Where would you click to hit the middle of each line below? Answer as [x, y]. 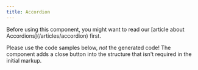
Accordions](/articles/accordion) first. [54, 36]
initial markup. [24, 60]
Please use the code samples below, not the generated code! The [89, 47]
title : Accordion [28, 12]
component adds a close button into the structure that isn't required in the [99, 54]
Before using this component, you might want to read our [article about [95, 29]
